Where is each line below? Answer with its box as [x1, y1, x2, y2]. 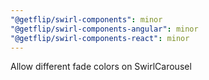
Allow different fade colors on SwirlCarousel [10, 61, 192, 73]
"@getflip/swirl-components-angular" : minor [10, 24, 199, 34]
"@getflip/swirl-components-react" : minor [10, 33, 190, 43]
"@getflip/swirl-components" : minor [10, 14, 163, 25]
